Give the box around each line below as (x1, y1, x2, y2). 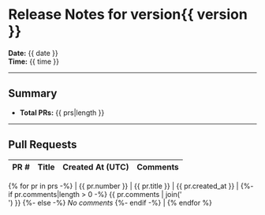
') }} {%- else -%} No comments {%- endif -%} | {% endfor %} (8, 198, 213, 207)
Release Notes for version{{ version (8, 6, 248, 24)
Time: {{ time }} (8, 57, 60, 66)
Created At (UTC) (62, 161, 129, 172)
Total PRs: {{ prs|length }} (19, 108, 105, 117)
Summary (8, 87, 58, 100)
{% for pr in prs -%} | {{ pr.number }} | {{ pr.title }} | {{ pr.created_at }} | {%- (8, 181, 254, 191)
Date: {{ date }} (8, 48, 58, 57)
